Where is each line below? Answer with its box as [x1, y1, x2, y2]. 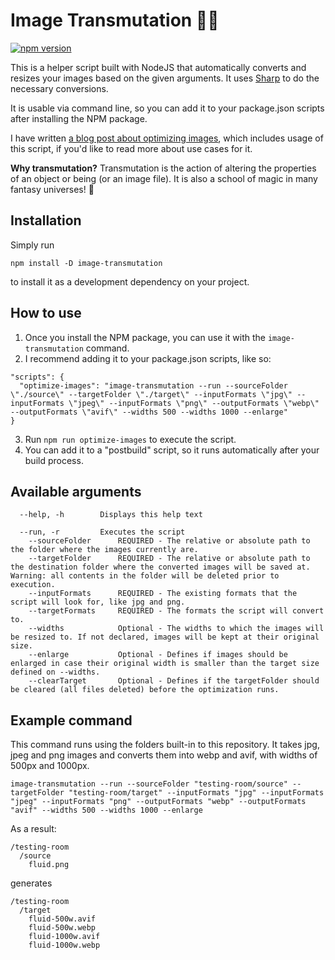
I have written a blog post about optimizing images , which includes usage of [10, 132, 324, 144]
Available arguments [10, 483, 142, 500]
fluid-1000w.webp [28, 940, 101, 951]
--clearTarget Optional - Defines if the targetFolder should [28, 676, 320, 686]
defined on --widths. [10, 667, 101, 678]
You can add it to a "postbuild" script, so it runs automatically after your [24, 444, 320, 456]
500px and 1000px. [10, 760, 90, 772]
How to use [10, 305, 82, 322]
